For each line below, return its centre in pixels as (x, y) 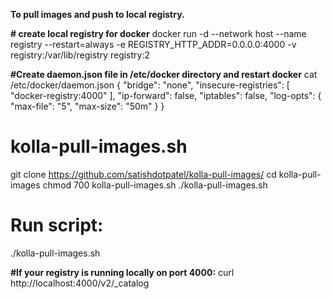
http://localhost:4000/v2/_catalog (80, 283)
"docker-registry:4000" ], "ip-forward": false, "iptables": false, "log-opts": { (166, 95)
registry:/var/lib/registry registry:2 (80, 55)
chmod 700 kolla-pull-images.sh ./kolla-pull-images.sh (155, 185)
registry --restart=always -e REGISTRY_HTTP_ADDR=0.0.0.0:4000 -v (153, 44)
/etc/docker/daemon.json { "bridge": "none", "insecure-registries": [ (150, 85)
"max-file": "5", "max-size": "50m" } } (87, 106)
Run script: (57, 225)
